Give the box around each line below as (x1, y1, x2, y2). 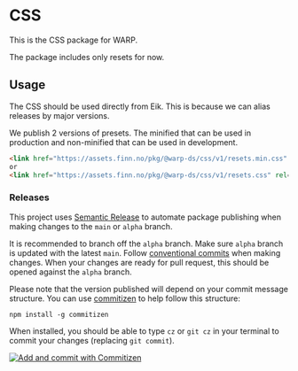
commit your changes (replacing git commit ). (9, 335, 175, 345)
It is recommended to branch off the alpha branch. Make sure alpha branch (9, 238, 284, 249)
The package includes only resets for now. (9, 51, 165, 62)
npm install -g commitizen (9, 310, 109, 319)
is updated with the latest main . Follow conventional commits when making (9, 247, 281, 258)
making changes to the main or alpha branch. (9, 220, 173, 231)
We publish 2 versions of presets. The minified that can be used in (9, 128, 252, 138)
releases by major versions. (9, 110, 110, 120)
